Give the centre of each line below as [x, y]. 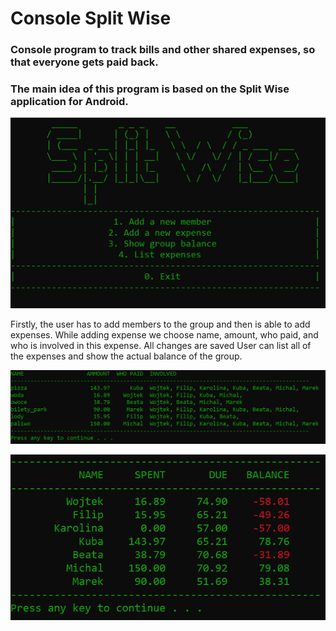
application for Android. [69, 102]
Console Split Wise [91, 18]
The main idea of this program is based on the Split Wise [150, 89]
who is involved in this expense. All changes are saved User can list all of [161, 346]
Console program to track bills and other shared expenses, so [163, 50]
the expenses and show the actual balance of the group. [126, 356]
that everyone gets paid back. [84, 62]
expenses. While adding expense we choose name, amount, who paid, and [164, 335]
